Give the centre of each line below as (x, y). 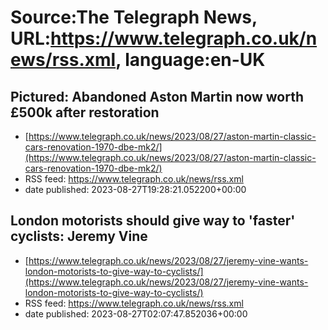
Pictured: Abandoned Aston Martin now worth (157, 96)
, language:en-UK (190, 60)
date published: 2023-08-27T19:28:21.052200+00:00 (135, 189)
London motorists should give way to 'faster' (153, 221)
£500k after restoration (85, 112)
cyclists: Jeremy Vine (79, 236)
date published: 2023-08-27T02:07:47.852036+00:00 (136, 313)
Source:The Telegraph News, (134, 17)
